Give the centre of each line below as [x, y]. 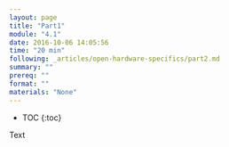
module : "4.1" [36, 34]
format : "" [29, 84]
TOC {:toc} [42, 118]
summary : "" [31, 68]
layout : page [33, 17]
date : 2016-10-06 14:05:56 [59, 42]
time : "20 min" [37, 51]
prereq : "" [29, 76]
